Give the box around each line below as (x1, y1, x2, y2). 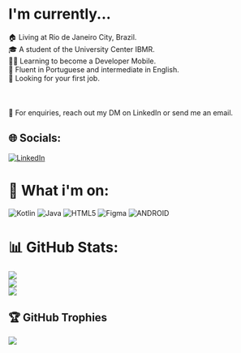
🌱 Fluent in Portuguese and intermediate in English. (8, 64, 180, 74)
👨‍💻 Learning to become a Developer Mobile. (8, 56, 157, 66)
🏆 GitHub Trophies (8, 311, 108, 325)
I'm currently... (8, 5, 111, 24)
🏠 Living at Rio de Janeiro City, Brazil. (8, 32, 137, 41)
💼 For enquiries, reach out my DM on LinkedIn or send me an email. (8, 107, 234, 118)
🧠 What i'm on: (8, 181, 110, 200)
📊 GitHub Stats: (8, 238, 119, 256)
